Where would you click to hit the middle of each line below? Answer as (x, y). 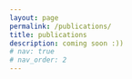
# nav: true (32, 52)
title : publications (49, 35)
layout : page (34, 18)
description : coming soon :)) (67, 43)
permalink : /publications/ (61, 26)
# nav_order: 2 (38, 60)
